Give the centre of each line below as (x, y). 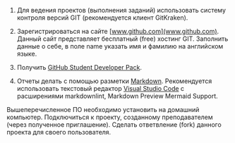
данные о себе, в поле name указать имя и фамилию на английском (120, 46)
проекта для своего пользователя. (59, 132)
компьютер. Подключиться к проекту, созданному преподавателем (110, 117)
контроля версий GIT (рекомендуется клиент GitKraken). (102, 18)
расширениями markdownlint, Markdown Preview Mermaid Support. (117, 96)
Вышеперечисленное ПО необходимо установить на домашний (103, 110)
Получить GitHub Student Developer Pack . (79, 67)
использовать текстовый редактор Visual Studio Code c (101, 88)
